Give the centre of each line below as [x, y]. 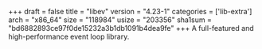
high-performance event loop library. [69, 36]
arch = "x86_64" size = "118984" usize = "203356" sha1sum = [110, 20]
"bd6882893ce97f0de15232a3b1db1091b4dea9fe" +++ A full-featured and [131, 28]
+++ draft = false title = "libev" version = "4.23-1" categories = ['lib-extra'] [130, 11]
